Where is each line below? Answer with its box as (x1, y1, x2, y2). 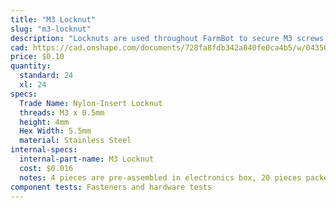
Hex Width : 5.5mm (19, 126, 92, 136)
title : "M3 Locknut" (10, 14, 97, 25)
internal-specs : (10, 145, 78, 155)
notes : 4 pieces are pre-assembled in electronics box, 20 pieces (19, 172, 302, 183)
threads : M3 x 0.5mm (19, 107, 105, 118)
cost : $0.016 (19, 163, 74, 173)
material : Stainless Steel (19, 136, 132, 146)
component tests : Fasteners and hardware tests (10, 182, 213, 192)
